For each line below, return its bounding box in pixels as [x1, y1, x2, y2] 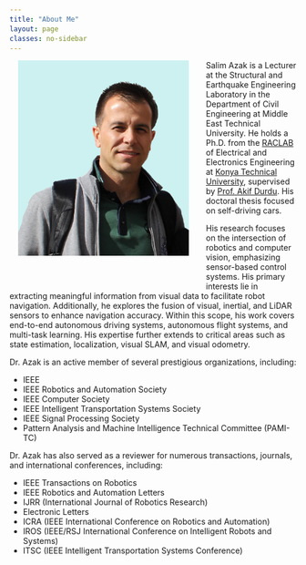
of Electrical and [206, 147, 267, 159]
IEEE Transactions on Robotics [22, 478, 138, 488]
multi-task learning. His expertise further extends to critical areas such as [9, 329, 285, 341]
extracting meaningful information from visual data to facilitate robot [9, 291, 266, 302]
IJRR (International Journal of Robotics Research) [22, 497, 209, 508]
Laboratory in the [206, 89, 270, 100]
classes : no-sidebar [9, 34, 88, 43]
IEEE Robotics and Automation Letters [22, 488, 166, 498]
